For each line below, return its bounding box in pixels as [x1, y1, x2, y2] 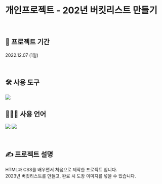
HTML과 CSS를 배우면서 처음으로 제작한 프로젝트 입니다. [5, 167, 117, 173]
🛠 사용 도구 [5, 78, 39, 87]
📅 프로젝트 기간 [5, 38, 50, 46]
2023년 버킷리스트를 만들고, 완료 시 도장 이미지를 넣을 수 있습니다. [5, 173, 136, 179]
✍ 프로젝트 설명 [5, 150, 53, 159]
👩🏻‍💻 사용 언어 [5, 109, 47, 118]
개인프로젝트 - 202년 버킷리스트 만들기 [5, 5, 158, 16]
